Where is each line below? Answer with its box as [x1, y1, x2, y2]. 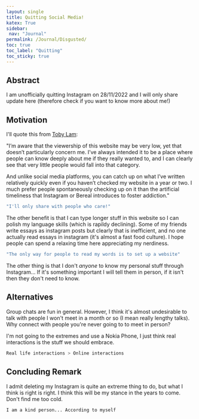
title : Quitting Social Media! [6, 14, 84, 20]
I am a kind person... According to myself [6, 407, 117, 413]
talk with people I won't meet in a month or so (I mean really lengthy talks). [6, 314, 190, 322]
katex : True [6, 20, 36, 26]
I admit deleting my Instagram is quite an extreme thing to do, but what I [6, 383, 183, 390]
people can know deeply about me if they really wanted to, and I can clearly [6, 155, 193, 162]
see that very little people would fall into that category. [6, 161, 140, 169]
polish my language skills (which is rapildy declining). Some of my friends [6, 221, 187, 228]
